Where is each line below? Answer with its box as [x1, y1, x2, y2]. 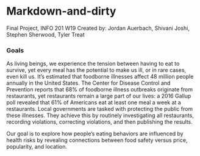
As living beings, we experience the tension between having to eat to [6, 60, 180, 68]
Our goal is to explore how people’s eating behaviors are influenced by [6, 130, 184, 138]
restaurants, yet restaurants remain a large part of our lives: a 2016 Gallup [6, 93, 191, 100]
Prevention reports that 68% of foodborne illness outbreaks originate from [6, 86, 193, 93]
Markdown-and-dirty [6, 4, 116, 18]
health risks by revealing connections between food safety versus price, [6, 136, 188, 144]
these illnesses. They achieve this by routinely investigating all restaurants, [6, 112, 194, 119]
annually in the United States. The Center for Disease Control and [6, 79, 171, 87]
